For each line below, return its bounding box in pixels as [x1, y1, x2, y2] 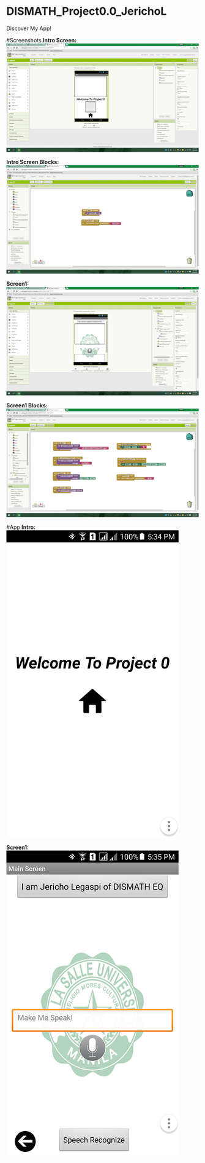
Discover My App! [6, 25, 52, 32]
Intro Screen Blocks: [6, 158, 59, 165]
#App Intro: [6, 523, 36, 531]
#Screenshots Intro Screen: [6, 36, 77, 44]
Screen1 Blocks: [6, 401, 48, 409]
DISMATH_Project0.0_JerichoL [6, 4, 167, 18]
